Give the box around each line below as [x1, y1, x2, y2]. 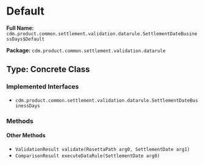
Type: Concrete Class [6, 64, 90, 75]
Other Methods [6, 132, 46, 139]
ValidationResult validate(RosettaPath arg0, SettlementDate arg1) [15, 146, 190, 152]
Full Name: [6, 24, 34, 32]
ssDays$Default [6, 36, 45, 42]
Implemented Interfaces [6, 82, 79, 91]
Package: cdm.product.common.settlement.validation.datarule [6, 47, 166, 54]
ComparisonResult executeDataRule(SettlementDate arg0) [15, 153, 160, 159]
